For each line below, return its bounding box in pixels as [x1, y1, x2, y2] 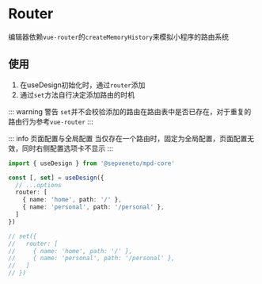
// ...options [15, 181, 62, 189]
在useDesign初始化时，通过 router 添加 [19, 80, 146, 90]
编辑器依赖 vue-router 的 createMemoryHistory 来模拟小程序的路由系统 [8, 32, 230, 41]
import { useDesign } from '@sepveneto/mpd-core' [8, 159, 176, 167]
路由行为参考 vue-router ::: [8, 117, 93, 126]
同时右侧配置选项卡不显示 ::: [21, 144, 114, 153]
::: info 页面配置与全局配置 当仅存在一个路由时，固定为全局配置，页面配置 [8, 133, 248, 143]
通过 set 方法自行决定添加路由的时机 [19, 90, 135, 99]
